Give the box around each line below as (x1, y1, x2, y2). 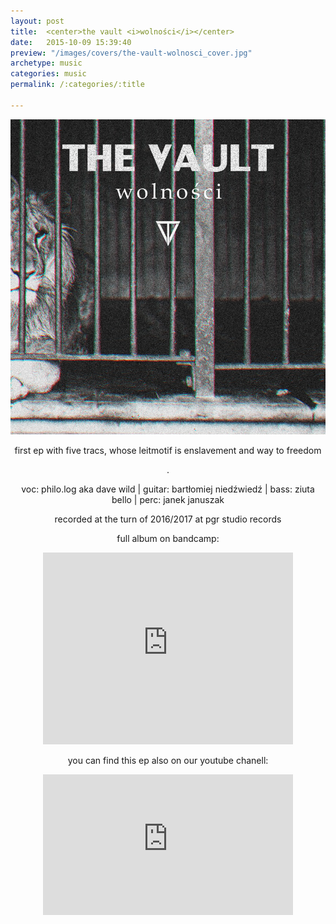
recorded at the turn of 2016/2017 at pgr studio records (54, 513, 282, 525)
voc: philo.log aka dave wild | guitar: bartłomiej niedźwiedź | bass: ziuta (21, 483, 315, 495)
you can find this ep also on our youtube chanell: (67, 754, 269, 766)
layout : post (10, 16, 65, 26)
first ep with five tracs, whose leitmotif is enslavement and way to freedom (14, 444, 322, 456)
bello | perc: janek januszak (111, 493, 225, 505)
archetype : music (10, 58, 83, 69)
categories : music (10, 69, 87, 79)
